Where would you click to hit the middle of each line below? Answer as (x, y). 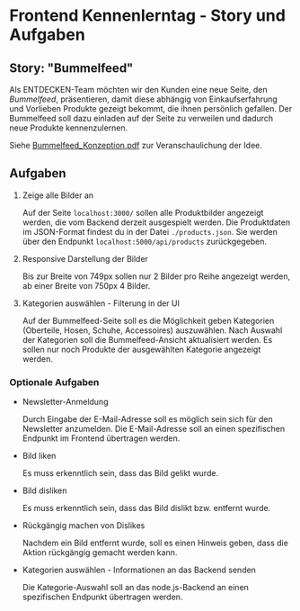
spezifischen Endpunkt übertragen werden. (102, 597)
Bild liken (39, 456)
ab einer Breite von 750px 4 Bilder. (86, 285)
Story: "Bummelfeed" (71, 68)
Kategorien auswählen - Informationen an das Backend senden (139, 570)
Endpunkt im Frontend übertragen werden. (101, 438)
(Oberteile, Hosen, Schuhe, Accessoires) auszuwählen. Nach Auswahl (152, 330)
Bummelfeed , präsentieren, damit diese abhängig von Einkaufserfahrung (144, 99)
